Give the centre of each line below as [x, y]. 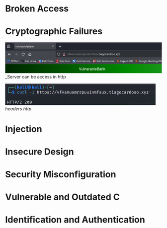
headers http [18, 109]
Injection [24, 129]
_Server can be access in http [36, 77]
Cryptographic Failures [54, 32]
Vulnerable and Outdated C [63, 197]
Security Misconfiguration [61, 175]
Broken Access [37, 9]
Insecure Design [40, 152]
